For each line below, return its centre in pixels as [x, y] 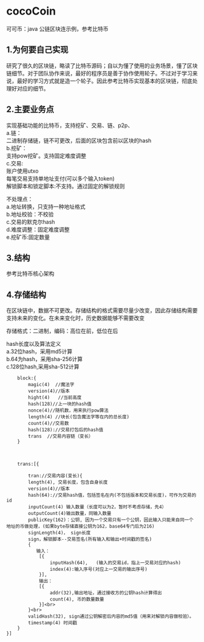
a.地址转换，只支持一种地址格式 [46, 206]
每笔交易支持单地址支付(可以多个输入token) [60, 178]
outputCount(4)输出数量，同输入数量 [70, 514]
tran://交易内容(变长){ [56, 476]
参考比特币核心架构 [30, 274]
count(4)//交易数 [49, 424]
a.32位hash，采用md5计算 [39, 351]
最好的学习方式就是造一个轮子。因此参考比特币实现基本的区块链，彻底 [104, 81]
